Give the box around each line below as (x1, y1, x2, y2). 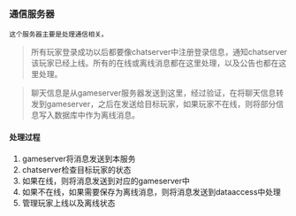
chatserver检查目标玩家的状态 (21, 164, 132, 174)
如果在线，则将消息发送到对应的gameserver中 (21, 175, 190, 186)
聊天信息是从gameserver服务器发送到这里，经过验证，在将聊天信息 (30, 88, 277, 98)
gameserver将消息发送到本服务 (21, 153, 136, 164)
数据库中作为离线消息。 (54, 110, 140, 120)
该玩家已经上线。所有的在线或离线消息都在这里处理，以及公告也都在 (30, 58, 279, 68)
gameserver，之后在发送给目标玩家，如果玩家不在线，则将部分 (46, 99, 277, 110)
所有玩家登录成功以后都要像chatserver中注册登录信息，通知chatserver (30, 47, 288, 58)
